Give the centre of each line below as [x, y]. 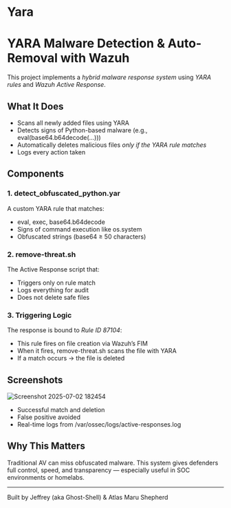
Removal [33, 58]
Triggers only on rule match [56, 283]
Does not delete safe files [53, 297]
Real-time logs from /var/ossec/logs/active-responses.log [99, 425]
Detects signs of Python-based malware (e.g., [82, 130]
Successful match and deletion [61, 410]
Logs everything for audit [53, 289]
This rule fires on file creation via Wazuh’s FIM [82, 344]
